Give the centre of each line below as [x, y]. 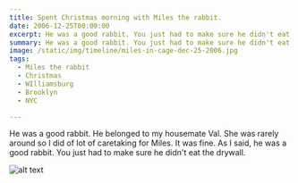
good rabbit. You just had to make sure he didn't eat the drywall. [128, 153]
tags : [19, 59]
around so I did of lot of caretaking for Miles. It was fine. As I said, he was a [148, 143]
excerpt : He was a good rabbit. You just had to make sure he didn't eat [150, 34]
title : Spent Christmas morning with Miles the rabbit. [115, 17]
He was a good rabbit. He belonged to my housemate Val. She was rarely [144, 134]
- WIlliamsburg [46, 84]
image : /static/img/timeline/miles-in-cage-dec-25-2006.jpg [124, 51]
